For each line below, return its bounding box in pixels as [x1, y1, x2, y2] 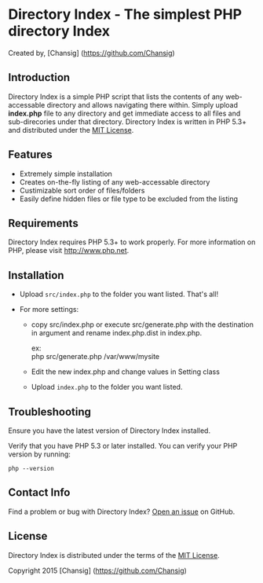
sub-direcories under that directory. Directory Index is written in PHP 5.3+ [8, 116, 247, 126]
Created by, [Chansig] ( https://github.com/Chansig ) [8, 48, 175, 57]
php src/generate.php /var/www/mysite [31, 352, 160, 361]
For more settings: [19, 305, 79, 314]
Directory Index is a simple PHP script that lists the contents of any [8, 92, 224, 101]
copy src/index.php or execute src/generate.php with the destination [31, 320, 254, 329]
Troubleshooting [8, 405, 92, 418]
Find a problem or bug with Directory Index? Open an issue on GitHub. [8, 507, 236, 516]
